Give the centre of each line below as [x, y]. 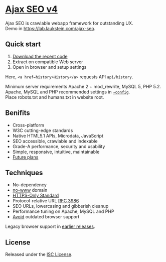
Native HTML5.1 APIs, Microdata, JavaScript [58, 136]
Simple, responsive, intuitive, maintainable [56, 152]
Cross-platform [28, 125]
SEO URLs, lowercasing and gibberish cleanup [60, 206]
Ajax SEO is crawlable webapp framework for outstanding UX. [69, 23]
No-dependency [29, 185]
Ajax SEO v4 [31, 9]
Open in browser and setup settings [49, 67]
